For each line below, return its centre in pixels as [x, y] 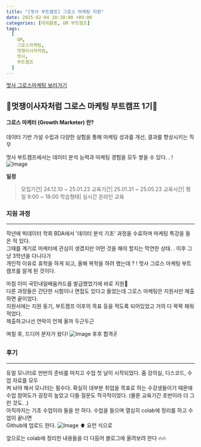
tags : [13, 28]
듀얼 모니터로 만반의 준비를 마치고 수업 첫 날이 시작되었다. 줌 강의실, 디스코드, [96, 373]
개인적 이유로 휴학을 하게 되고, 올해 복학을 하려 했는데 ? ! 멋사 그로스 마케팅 [93, 263]
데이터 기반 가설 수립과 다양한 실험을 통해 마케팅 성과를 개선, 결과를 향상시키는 [97, 137]
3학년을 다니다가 [32, 256]
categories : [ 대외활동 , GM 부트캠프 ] [48, 23]
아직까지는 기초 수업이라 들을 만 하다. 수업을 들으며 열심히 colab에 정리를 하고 [97, 410]
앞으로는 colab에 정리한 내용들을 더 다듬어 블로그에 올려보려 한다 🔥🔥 [86, 438]
